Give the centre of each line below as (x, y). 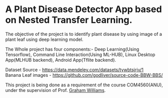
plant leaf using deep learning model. (44, 39)
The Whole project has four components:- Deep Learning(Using (72, 49)
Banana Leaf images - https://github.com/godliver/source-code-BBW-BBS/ (84, 75)
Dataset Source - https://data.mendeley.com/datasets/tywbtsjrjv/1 (74, 70)
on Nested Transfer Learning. (69, 20)
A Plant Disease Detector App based (83, 9)
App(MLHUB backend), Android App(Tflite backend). (61, 60)
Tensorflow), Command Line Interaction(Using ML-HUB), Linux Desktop (80, 55)
